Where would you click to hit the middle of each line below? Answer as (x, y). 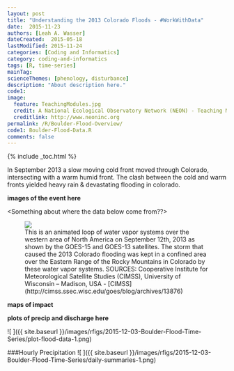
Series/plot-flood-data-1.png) (49, 339)
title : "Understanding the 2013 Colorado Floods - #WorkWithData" (106, 20)
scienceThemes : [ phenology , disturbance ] (68, 78)
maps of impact (30, 305)
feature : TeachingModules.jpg (57, 104)
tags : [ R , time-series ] (42, 65)
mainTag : (20, 72)
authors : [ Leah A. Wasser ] (46, 33)
